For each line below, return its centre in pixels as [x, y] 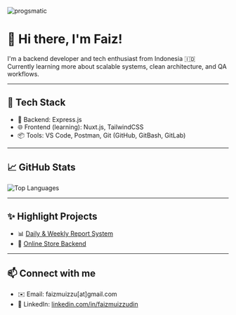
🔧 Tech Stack [37, 103]
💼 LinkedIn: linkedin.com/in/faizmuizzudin [78, 304]
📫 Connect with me [52, 273]
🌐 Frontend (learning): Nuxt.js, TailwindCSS [80, 127]
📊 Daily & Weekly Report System [65, 234]
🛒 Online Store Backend [52, 244]
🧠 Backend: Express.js [50, 119]
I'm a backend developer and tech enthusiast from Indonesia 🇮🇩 [101, 58]
